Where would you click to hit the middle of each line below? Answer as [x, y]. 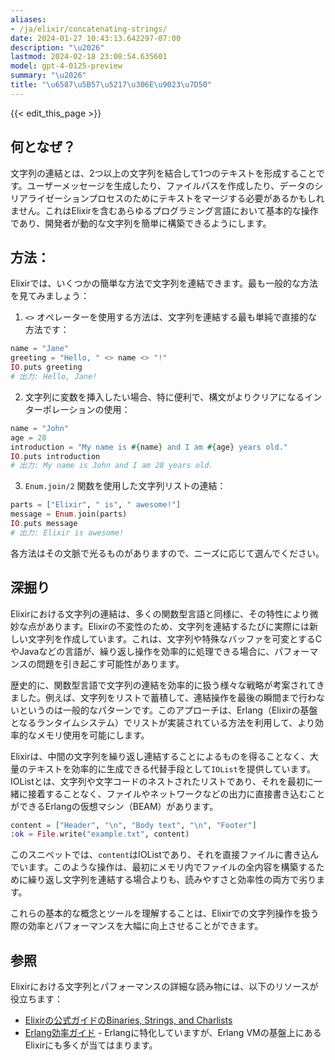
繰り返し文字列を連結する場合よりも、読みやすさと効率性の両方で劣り [172, 880]
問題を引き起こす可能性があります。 [110, 663]
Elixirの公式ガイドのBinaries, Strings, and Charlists [128, 1020]
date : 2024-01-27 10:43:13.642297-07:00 [96, 38]
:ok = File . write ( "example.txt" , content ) [100, 834]
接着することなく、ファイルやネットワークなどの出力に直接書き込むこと [176, 793]
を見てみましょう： [50, 296]
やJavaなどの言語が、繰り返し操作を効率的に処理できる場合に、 [142, 651]
